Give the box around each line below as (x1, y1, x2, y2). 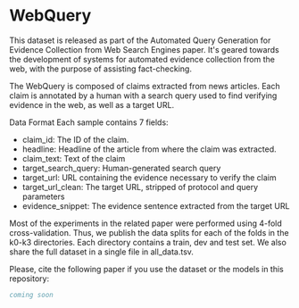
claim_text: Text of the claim (21, 153, 126, 163)
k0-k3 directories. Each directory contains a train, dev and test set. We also (9, 237, 287, 247)
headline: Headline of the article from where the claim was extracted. (21, 144, 277, 154)
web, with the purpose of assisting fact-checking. (9, 63, 192, 74)
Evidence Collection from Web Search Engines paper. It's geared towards (9, 44, 279, 54)
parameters (21, 191, 65, 202)
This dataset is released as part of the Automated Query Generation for (9, 35, 271, 46)
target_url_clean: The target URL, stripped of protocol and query (21, 181, 259, 192)
